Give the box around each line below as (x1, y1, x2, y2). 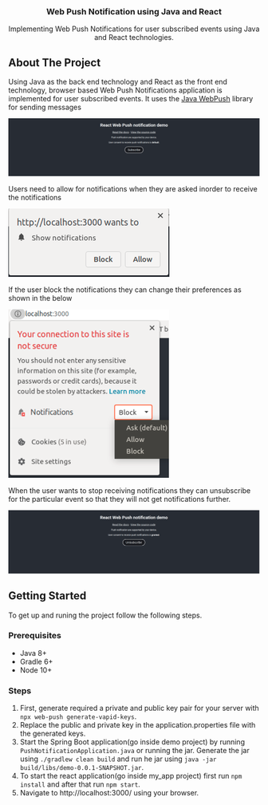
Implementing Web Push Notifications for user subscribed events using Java (8, 24, 260, 34)
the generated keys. (19, 728, 86, 739)
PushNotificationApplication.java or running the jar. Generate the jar (19, 746, 250, 756)
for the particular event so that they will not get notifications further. (8, 495, 231, 504)
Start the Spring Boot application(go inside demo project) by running (19, 737, 246, 747)
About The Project (8, 56, 101, 69)
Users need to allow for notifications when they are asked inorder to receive (8, 184, 258, 194)
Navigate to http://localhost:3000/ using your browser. (19, 788, 199, 798)
